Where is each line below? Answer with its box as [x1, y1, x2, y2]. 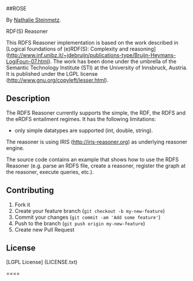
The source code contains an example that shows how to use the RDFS [6, 156, 179, 163]
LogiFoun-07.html [6, 58, 49, 65]
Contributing [6, 185, 54, 196]
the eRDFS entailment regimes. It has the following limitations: [6, 115, 156, 122]
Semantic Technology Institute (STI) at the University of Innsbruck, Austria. [6, 64, 188, 71]
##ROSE [6, 5, 26, 12]
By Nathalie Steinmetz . [6, 16, 62, 23]
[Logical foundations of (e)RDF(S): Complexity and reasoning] [6, 45, 156, 52]
